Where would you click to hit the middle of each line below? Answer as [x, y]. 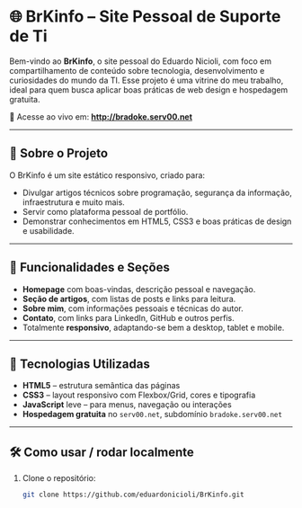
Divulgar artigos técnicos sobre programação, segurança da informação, [157, 192]
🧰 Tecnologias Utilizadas [80, 364]
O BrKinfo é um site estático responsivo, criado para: [107, 175]
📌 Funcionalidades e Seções [90, 267]
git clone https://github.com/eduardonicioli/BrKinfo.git [133, 495]
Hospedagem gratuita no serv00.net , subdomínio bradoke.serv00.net [152, 414]
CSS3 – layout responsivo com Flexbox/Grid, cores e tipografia [139, 395]
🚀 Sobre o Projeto [59, 153]
